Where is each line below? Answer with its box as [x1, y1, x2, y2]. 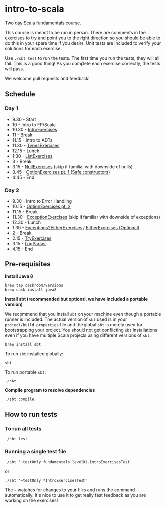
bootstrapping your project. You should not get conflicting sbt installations [5, 327, 158, 333]
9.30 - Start [12, 116, 36, 122]
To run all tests [5, 425, 42, 432]
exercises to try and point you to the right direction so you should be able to [5, 35, 161, 41]
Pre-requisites [5, 260, 51, 268]
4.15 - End [12, 246, 33, 252]
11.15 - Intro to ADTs [12, 137, 53, 143]
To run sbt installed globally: [5, 350, 64, 357]
